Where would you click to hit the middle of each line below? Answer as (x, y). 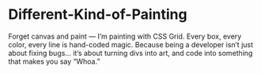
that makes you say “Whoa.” (54, 61)
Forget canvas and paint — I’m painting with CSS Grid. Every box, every (125, 36)
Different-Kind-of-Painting (98, 15)
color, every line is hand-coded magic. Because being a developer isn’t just (131, 44)
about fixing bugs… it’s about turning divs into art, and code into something (130, 53)
